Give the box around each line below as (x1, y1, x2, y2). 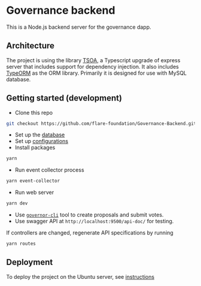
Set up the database (14, 131, 65, 138)
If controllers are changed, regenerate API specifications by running (6, 229, 173, 236)
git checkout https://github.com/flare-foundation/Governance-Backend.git (6, 120, 197, 126)
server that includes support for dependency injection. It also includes (6, 63, 179, 70)
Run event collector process (14, 166, 85, 174)
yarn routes (6, 241, 36, 247)
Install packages (14, 144, 56, 151)
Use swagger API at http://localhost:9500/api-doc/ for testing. (14, 218, 174, 225)
